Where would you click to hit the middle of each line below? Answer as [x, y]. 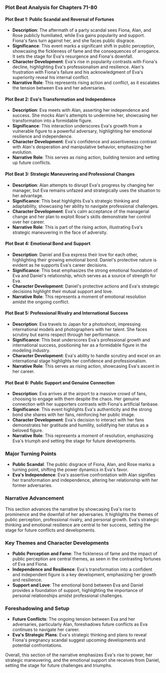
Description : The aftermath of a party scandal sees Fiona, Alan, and [82, 30]
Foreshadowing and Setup [37, 608]
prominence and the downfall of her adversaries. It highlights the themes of [82, 514]
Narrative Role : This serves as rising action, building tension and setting [86, 158]
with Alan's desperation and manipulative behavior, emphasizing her [82, 147]
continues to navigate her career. [46, 630]
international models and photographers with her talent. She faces [80, 329]
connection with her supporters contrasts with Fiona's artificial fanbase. [85, 404]
